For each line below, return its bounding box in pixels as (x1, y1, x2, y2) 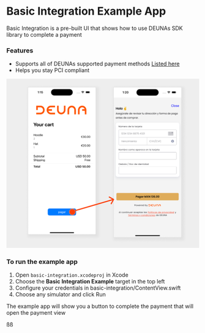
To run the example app (6, 257, 78, 266)
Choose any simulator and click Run (15, 291, 106, 298)
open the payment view (6, 309, 66, 316)
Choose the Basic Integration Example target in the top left (15, 278, 165, 285)
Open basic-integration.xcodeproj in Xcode (15, 271, 129, 279)
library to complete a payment (6, 31, 83, 38)
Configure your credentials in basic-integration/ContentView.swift (15, 284, 181, 291)
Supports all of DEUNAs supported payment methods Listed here (15, 60, 180, 68)
